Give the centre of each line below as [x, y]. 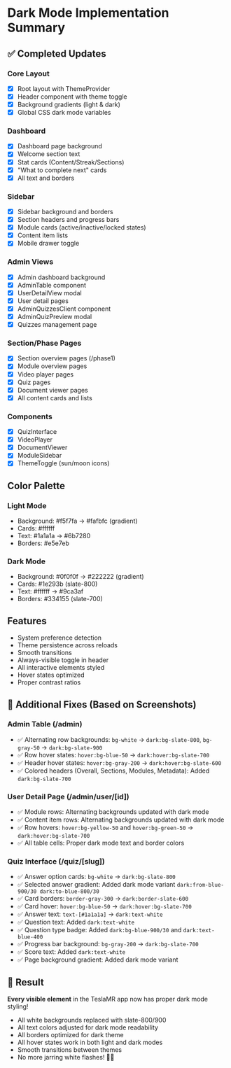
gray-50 [28, 748]
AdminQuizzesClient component [64, 309]
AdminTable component [51, 285]
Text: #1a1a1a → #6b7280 [54, 536]
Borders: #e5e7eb [43, 543]
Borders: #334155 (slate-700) [60, 599]
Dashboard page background [60, 146]
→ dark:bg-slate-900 [72, 747]
